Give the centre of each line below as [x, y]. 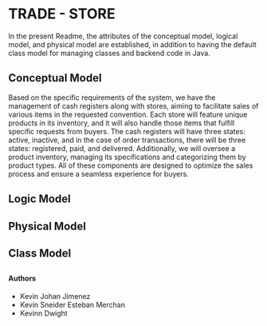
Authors [22, 278]
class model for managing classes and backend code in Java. [110, 53]
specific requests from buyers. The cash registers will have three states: [127, 131]
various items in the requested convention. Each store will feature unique [128, 114]
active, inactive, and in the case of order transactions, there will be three [127, 140]
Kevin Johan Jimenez [55, 296]
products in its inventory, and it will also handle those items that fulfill [122, 123]
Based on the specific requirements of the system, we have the [112, 97]
